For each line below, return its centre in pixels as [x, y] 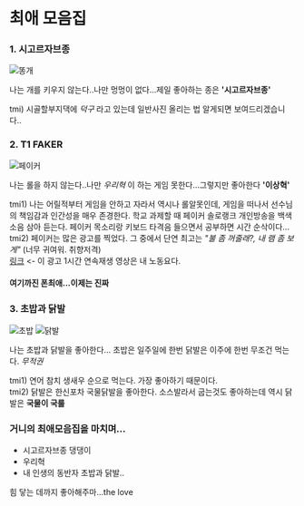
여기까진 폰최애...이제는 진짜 [59, 283]
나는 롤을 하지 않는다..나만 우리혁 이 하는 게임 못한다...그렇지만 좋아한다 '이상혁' [150, 185]
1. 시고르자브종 [40, 49]
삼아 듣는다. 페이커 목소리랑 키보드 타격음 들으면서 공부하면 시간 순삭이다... [158, 227]
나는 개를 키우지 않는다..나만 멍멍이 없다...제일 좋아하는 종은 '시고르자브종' [140, 90]
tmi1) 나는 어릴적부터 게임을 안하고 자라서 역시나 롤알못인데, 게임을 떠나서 [139, 204]
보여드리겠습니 [260, 109]
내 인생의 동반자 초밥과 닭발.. [74, 472]
